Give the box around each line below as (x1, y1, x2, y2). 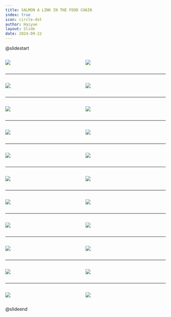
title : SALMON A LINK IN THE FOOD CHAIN (5, 7, 93, 13)
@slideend (5, 306, 28, 312)
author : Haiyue (5, 21, 38, 27)
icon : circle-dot (5, 17, 42, 22)
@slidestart (5, 45, 30, 51)
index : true (5, 12, 31, 17)
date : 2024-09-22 (5, 31, 42, 36)
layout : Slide (5, 27, 36, 32)
